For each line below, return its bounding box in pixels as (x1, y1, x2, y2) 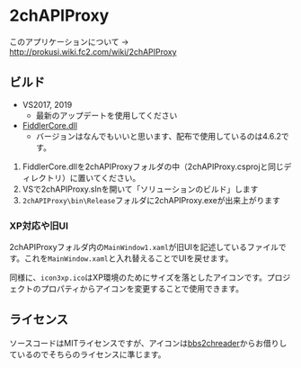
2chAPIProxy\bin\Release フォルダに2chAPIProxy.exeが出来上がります (22, 194, 280, 205)
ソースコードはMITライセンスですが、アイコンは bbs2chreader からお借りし (9, 337, 288, 348)
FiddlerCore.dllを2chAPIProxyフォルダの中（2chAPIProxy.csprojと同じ (22, 161, 285, 172)
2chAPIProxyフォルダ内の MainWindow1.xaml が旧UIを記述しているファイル (9, 242, 279, 253)
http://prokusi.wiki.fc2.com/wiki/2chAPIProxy (9, 46, 177, 57)
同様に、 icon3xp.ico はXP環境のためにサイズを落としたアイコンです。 (9, 272, 268, 283)
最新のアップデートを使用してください (35, 110, 178, 121)
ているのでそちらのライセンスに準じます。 (9, 348, 166, 360)
